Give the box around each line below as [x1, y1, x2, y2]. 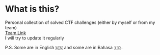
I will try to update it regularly [5, 35, 64, 41]
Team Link [5, 30, 26, 36]
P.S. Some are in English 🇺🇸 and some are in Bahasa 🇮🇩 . [5, 44, 123, 50]
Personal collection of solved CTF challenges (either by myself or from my [5, 19, 156, 25]
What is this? [5, 3, 60, 15]
